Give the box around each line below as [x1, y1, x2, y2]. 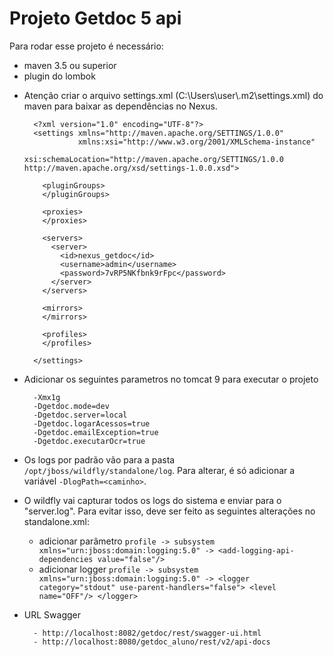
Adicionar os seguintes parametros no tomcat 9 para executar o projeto [23, 373, 319, 385]
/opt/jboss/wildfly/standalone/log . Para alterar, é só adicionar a [23, 464, 296, 476]
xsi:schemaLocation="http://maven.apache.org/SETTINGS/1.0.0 [23, 154, 285, 164]
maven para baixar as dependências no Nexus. [23, 100, 218, 112]
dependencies [38, 554, 94, 564]
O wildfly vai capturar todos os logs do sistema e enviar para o [23, 494, 282, 506]
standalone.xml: [23, 515, 90, 527]
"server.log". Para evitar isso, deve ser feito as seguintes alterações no [23, 505, 316, 517]
